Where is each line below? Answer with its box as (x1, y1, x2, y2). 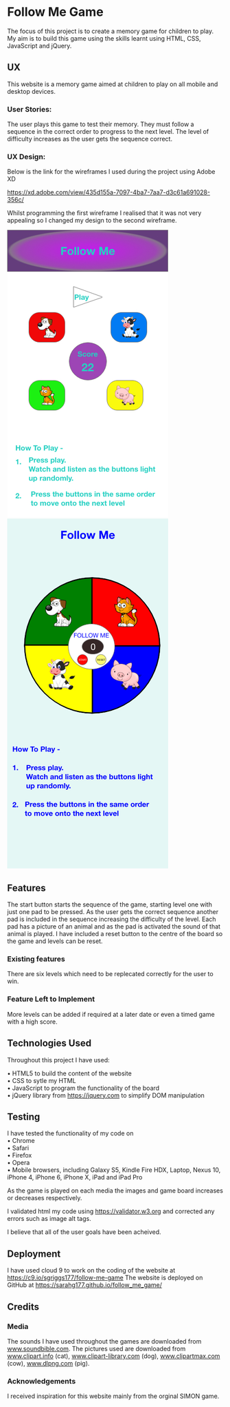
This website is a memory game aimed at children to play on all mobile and (7, 80, 218, 88)
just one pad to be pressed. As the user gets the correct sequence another (7, 908, 218, 916)
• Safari (7, 1144, 30, 1152)
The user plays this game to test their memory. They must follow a (7, 120, 194, 128)
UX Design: (7, 152, 46, 161)
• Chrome (7, 1137, 36, 1145)
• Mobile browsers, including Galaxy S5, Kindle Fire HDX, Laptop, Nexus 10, (7, 1166, 221, 1174)
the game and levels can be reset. (7, 937, 103, 945)
